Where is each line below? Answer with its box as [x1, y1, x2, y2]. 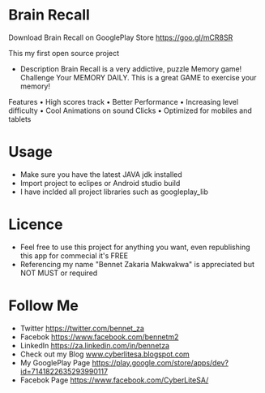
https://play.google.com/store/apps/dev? [92, 357, 229, 367]
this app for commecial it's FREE [19, 250, 128, 261]
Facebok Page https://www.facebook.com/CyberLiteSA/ [19, 375, 209, 385]
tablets [8, 114, 32, 123]
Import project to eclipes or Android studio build [19, 178, 181, 188]
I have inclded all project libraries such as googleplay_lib [19, 187, 209, 196]
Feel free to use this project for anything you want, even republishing [19, 242, 250, 252]
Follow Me [8, 296, 79, 314]
